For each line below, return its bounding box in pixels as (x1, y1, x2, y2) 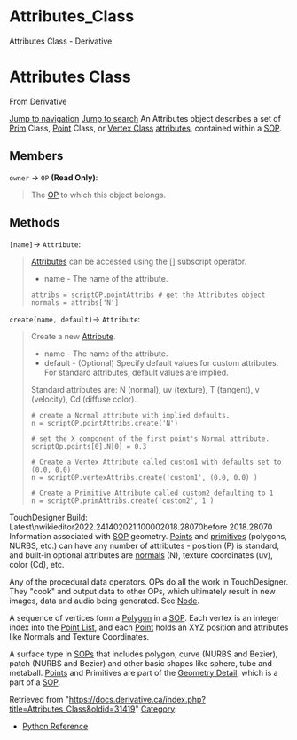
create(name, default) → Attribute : (9, 314, 141, 324)
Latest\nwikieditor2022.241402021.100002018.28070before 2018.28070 (9, 521, 273, 532)
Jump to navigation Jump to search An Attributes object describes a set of (9, 113, 282, 123)
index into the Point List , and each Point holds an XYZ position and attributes (9, 622, 289, 633)
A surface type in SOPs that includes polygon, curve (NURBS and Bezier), (9, 648, 278, 659)
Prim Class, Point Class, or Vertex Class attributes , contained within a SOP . (9, 123, 282, 133)
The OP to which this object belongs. (30, 189, 167, 200)
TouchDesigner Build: (9, 512, 88, 522)
